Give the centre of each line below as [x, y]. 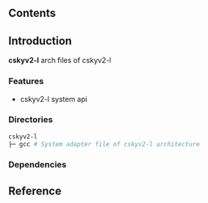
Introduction [40, 41]
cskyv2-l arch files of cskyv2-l [60, 61]
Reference [35, 190]
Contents [32, 13]
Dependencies [37, 165]
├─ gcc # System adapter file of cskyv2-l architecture [104, 144]
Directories [31, 120]
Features [26, 82]
